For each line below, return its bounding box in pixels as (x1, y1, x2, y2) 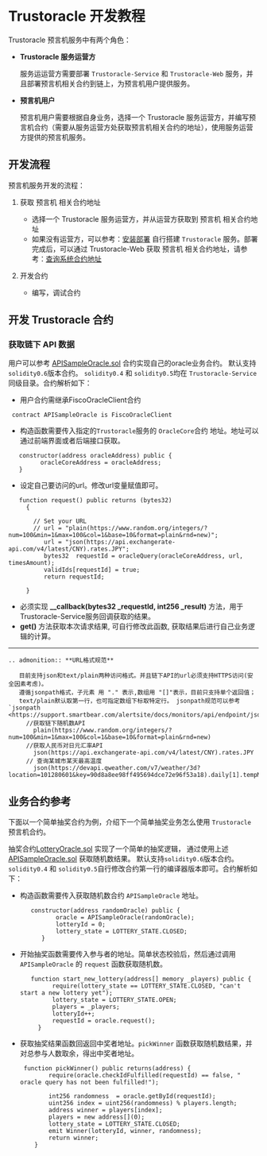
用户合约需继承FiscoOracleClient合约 (19, 395, 141, 405)
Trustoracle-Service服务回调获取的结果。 (19, 612, 155, 621)
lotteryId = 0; (55, 921, 106, 929)
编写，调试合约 (31, 288, 81, 297)
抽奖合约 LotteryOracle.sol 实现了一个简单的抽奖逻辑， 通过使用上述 (8, 844, 229, 854)
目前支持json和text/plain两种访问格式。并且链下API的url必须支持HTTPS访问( (18, 672, 248, 680)
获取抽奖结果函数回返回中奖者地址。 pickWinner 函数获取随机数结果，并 (19, 1038, 253, 1049)
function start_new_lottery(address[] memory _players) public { (30, 975, 252, 984)
